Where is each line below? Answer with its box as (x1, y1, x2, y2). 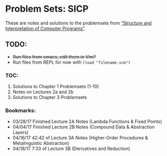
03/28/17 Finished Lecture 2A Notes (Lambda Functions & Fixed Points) (12, 118, 162, 125)
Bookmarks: (5, 107, 36, 114)
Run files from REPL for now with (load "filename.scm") (12, 59, 130, 65)
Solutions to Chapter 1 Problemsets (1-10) (12, 84, 99, 90)
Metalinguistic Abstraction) (12, 140, 70, 146)
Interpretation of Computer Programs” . (5, 25, 86, 31)
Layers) (12, 129, 29, 136)
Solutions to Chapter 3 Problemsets (12, 94, 87, 100)
